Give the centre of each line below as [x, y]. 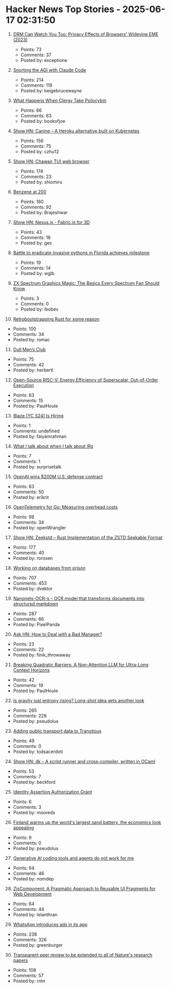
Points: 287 [25, 613]
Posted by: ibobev [39, 309]
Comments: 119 [36, 85]
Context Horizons [31, 670]
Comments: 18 [36, 237]
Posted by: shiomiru [41, 182]
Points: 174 [32, 171]
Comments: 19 [28, 685]
